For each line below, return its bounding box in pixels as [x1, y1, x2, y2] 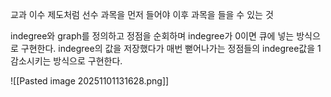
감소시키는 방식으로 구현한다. [10, 55, 123, 67]
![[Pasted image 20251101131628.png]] [10, 75, 170, 87]
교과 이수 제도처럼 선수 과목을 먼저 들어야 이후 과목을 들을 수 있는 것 [10, 9, 274, 20]
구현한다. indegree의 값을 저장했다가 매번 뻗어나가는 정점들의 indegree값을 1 [20, 43, 322, 54]
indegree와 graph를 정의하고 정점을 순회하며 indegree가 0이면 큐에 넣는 [10, 30, 295, 42]
